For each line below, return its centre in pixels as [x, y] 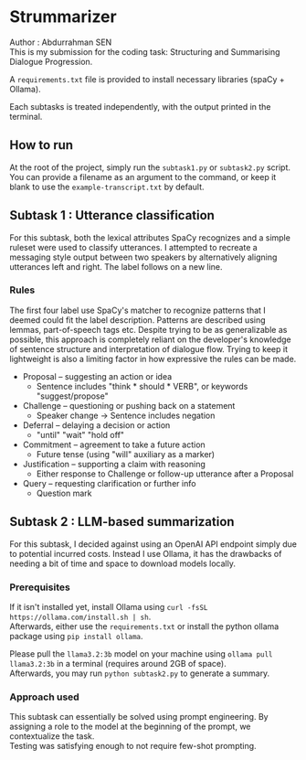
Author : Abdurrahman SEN [61, 42]
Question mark [64, 493]
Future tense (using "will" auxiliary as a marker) [126, 454]
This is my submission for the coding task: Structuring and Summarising [145, 51]
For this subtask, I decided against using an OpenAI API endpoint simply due [153, 544]
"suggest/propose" [72, 396]
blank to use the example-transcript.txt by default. [107, 187]
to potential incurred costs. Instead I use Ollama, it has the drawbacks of [146, 553]
